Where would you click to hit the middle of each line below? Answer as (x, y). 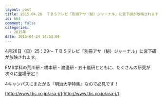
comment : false (20, 23)
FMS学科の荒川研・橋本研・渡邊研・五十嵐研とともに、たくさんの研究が (78, 67)
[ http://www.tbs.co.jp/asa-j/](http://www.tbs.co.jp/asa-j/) (62, 93)
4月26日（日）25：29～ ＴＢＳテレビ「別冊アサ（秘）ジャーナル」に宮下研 (81, 51)
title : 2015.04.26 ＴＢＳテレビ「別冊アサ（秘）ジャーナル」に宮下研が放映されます (82, 14)
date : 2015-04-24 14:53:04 (32, 37)
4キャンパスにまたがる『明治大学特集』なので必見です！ (62, 84)
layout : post (18, 9)
